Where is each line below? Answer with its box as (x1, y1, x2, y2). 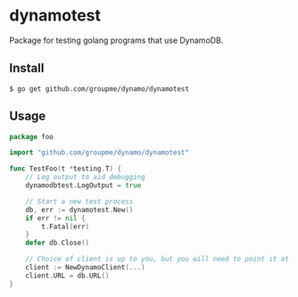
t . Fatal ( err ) (41, 222, 90, 231)
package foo (9, 132, 54, 141)
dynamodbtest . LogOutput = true (25, 181, 142, 190)
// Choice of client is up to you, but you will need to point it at (25, 255, 290, 264)
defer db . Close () (25, 238, 90, 248)
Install (9, 61, 45, 76)
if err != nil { (25, 213, 87, 223)
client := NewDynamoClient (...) (25, 263, 145, 272)
